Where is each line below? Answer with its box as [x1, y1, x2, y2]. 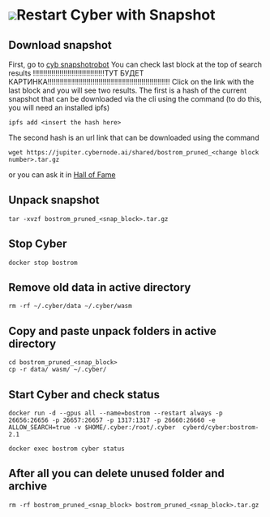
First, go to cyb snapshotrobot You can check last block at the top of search [8, 59, 262, 69]
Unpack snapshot [8, 193, 100, 207]
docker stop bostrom [8, 258, 79, 267]
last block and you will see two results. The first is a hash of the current [8, 85, 247, 95]
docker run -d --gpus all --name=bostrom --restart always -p [8, 409, 223, 418]
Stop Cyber [8, 237, 67, 251]
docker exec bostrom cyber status [8, 445, 126, 453]
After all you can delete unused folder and [8, 467, 225, 480]
